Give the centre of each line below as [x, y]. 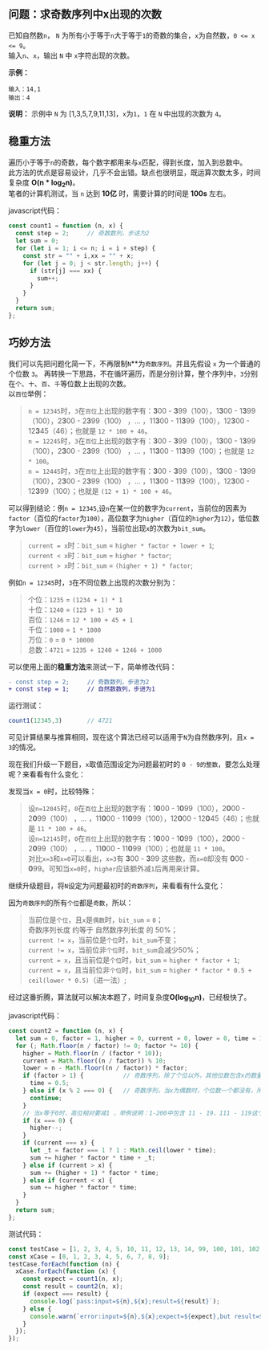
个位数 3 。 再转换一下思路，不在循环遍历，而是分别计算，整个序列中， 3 [126, 373]
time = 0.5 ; [49, 1083]
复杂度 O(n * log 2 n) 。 [44, 183]
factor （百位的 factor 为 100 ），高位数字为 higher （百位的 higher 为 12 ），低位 [130, 518]
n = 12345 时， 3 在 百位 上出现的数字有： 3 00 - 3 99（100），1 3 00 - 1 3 [137, 410]
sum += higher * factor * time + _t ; [92, 1158]
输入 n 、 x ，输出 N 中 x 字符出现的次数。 [71, 55]
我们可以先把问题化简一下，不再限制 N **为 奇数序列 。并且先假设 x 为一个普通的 [134, 363]
